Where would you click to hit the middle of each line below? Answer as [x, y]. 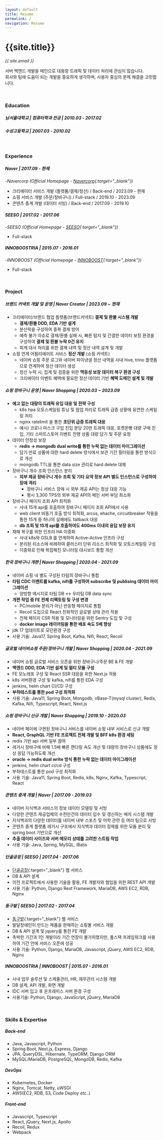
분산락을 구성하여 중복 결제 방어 [49, 330]
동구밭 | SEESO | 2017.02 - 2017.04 [40, 906]
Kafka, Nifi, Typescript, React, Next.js [50, 704]
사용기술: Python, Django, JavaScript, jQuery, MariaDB [66, 997]
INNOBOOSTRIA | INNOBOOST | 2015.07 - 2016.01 [57, 966]
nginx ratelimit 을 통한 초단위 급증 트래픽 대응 [62, 422]
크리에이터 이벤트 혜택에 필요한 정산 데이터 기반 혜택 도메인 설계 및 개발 [86, 378]
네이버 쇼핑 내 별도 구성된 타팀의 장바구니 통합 [55, 575]
